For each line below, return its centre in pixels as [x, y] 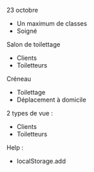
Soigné [27, 31]
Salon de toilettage [33, 44]
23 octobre [23, 10]
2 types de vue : [30, 113]
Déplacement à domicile [51, 100]
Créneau [19, 79]
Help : [15, 148]
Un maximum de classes [52, 23]
